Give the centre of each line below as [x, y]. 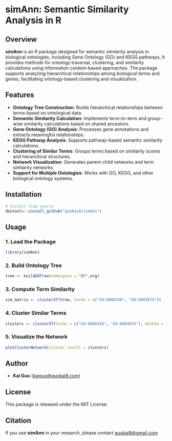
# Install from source [29, 206]
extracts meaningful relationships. [48, 135]
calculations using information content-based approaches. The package [81, 68]
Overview [21, 39]
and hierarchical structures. [42, 156]
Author [17, 364]
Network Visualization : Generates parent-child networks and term [83, 162]
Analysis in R [33, 20]
